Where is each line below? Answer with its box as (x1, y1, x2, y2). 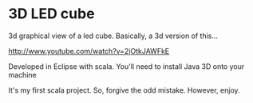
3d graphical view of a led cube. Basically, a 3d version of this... (8, 31, 218, 40)
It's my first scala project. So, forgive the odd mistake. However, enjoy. (8, 85, 241, 95)
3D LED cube (8, 5, 95, 23)
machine (8, 70, 38, 79)
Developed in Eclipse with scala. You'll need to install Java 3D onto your (8, 61, 245, 71)
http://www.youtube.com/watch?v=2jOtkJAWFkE (8, 46, 170, 55)
